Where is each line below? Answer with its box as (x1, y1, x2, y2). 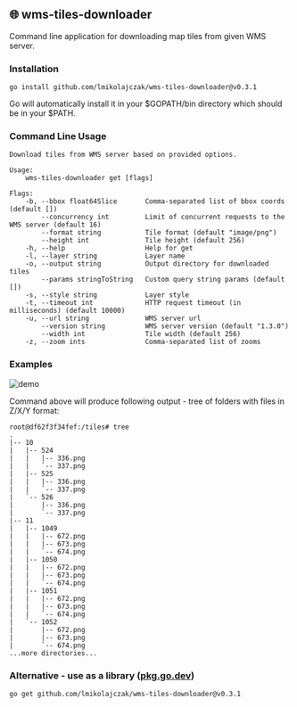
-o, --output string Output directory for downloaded (25, 259, 269, 268)
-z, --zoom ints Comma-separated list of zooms (25, 338, 261, 347)
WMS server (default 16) (9, 220, 102, 230)
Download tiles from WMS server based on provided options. (9, 151, 238, 160)
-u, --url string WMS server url (25, 314, 202, 324)
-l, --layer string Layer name (25, 251, 186, 261)
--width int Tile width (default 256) (41, 330, 242, 339)
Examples (9, 358, 54, 371)
